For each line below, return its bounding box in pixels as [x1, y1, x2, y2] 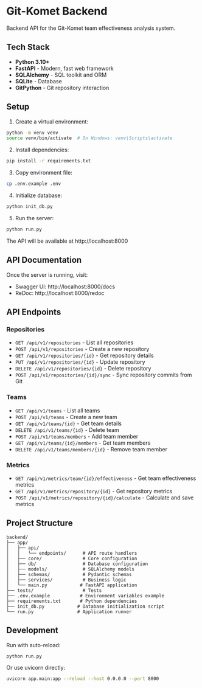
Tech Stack [6, 42, 50, 52]
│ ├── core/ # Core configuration [6, 555, 138, 561]
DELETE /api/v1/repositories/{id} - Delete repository [15, 365, 151, 372]
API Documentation [6, 255, 82, 265]
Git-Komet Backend [6, 4, 108, 18]
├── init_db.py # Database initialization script [6, 603, 165, 610]
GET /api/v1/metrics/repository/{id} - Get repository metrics [15, 487, 173, 495]
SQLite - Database [15, 77, 62, 85]
